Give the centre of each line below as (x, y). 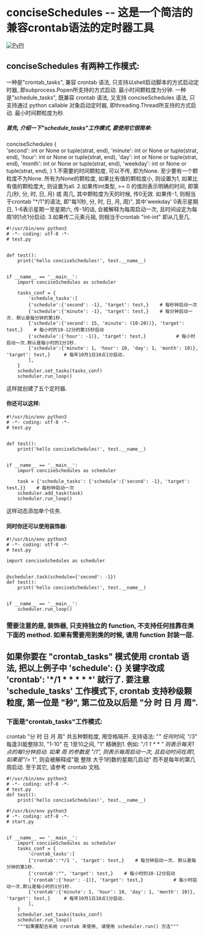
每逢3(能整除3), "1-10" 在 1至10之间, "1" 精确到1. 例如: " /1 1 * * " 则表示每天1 (100, 744)
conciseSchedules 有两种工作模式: (73, 66)
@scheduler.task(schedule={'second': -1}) (61, 577)
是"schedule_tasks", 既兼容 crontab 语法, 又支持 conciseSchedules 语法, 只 (101, 97)
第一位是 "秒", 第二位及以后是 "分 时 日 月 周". (113, 703)
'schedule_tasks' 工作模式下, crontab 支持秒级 (95, 691)
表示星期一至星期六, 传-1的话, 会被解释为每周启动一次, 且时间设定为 (107, 209)
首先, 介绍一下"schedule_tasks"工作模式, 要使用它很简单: (79, 128)
